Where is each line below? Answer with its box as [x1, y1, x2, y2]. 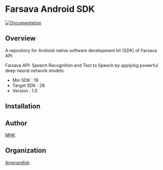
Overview [5, 34, 36, 43]
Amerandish [5, 160, 30, 166]
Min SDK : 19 [12, 77, 39, 83]
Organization [5, 146, 46, 155]
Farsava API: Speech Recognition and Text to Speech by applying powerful [5, 62, 159, 68]
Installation [5, 102, 41, 111]
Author [5, 119, 27, 127]
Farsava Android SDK [5, 3, 95, 15]
